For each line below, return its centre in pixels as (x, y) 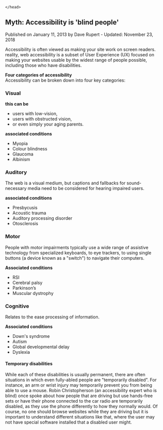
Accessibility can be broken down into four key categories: (65, 80)
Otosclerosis (25, 224)
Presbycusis (25, 208)
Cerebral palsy (27, 283)
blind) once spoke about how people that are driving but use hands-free (79, 396)
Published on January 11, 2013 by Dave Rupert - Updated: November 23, (79, 34)
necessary (16, 188)
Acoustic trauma (29, 213)
